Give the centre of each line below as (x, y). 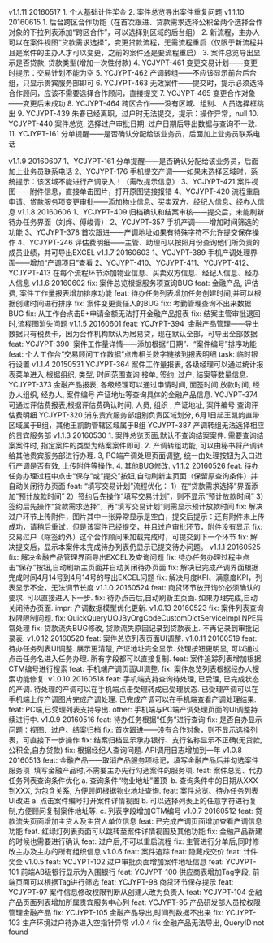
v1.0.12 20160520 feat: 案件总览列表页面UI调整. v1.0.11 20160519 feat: (142, 638)
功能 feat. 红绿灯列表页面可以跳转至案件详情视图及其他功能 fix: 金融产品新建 (135, 831)
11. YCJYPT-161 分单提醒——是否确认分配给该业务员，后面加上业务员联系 (131, 134)
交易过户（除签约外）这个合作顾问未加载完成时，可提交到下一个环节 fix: (129, 537)
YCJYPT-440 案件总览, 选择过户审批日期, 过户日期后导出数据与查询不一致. (133, 123)
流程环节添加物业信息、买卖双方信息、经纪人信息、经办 (167, 273)
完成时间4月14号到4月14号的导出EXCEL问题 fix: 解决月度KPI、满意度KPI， (132, 577)
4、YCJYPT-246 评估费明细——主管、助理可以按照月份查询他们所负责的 (139, 242)
